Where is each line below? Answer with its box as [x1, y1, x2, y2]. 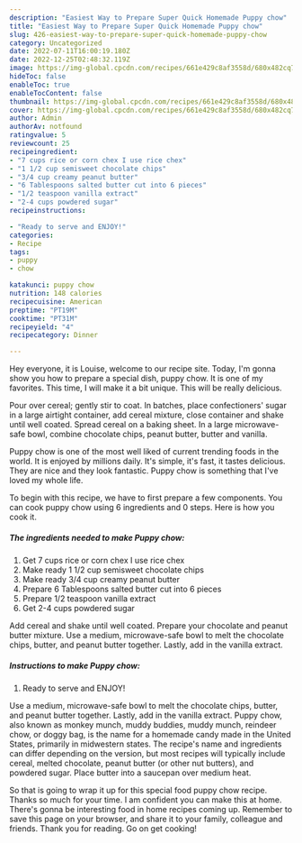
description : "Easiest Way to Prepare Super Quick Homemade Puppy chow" [9, 13, 288, 23]
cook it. [9, 511, 38, 523]
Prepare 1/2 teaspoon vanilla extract [22, 593, 156, 604]
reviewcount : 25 [9, 139, 70, 148]
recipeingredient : [9, 147, 78, 156]
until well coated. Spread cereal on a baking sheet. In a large [9, 419, 234, 430]
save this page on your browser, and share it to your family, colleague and [9, 813, 283, 825]
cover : [9, 105, 34, 115]
